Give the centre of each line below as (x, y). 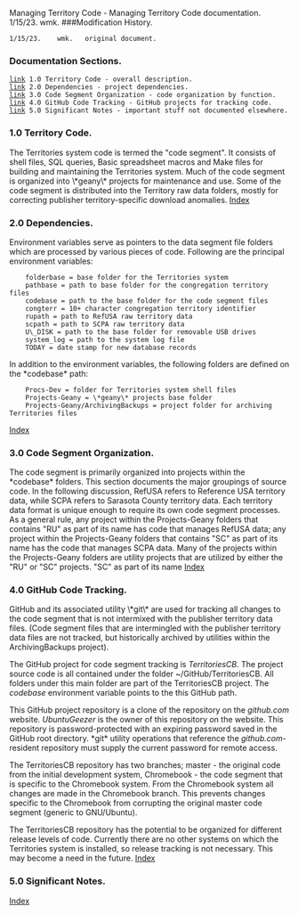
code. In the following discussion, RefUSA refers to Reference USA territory (148, 491)
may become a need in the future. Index (82, 858)
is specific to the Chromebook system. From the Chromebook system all (141, 784)
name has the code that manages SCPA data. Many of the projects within (143, 548)
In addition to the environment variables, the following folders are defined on (149, 363)
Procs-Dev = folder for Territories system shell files (131, 390)
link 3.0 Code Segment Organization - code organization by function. (143, 95)
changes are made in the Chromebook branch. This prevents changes (137, 794)
